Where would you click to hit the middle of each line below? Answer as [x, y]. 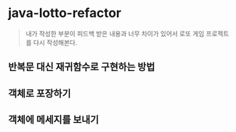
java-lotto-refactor [65, 13]
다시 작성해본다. [55, 42]
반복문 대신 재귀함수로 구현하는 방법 [82, 67]
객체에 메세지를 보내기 [53, 120]
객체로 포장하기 [40, 93]
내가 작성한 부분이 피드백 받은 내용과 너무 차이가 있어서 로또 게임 [115, 33]
